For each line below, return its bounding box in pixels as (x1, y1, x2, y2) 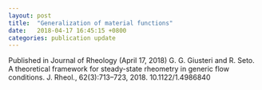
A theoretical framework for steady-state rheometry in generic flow (8, 65, 230, 74)
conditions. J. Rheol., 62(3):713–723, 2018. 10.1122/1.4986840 (8, 72, 211, 82)
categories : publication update (8, 33, 116, 42)
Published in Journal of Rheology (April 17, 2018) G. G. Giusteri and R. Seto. (8, 56, 256, 65)
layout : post (8, 11, 52, 20)
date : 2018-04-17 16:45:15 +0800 (8, 26, 127, 34)
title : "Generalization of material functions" (8, 19, 173, 27)
